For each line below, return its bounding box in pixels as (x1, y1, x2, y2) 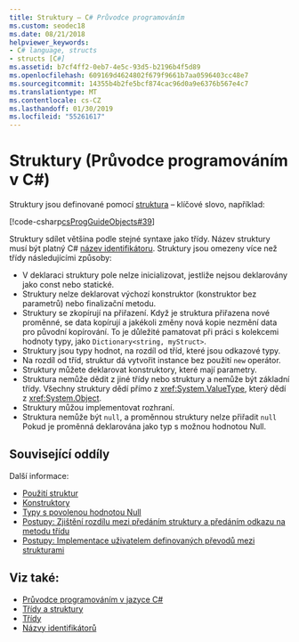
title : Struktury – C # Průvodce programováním (9, 12, 185, 22)
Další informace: (9, 470, 69, 481)
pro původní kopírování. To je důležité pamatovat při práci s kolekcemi (21, 327, 279, 337)
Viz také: (9, 571, 60, 586)
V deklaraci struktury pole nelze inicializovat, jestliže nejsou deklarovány (21, 270, 287, 280)
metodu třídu (21, 525, 70, 536)
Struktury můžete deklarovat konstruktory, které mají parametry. (21, 364, 258, 375)
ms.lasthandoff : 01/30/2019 (9, 104, 114, 113)
